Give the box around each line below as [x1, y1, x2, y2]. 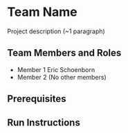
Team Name [7, 4, 77, 20]
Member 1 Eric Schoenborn [17, 65, 95, 73]
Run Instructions [7, 116, 81, 128]
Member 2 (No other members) [17, 73, 107, 81]
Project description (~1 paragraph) [7, 27, 105, 35]
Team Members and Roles [7, 47, 122, 59]
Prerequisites [7, 93, 66, 105]
